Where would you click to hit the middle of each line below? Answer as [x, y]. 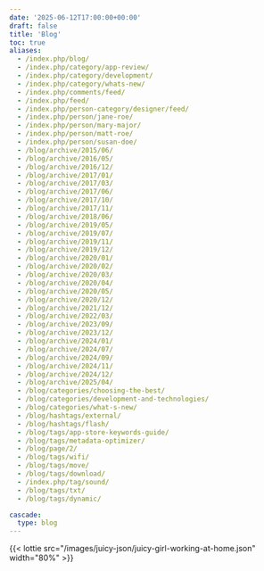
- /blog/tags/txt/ [52, 490]
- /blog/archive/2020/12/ [66, 300]
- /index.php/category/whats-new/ [81, 84]
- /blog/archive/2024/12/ [66, 374]
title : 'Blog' [36, 34]
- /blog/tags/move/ [54, 466]
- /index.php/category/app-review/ [83, 68]
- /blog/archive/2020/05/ [66, 291]
